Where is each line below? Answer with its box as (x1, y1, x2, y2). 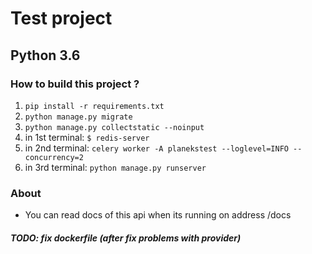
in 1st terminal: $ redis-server (24, 131, 150, 143)
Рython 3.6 (10, 47, 81, 64)
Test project (10, 7, 113, 30)
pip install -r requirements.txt (24, 101, 165, 111)
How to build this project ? (10, 77, 140, 91)
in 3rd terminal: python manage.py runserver (24, 161, 207, 173)
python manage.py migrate (24, 112, 133, 122)
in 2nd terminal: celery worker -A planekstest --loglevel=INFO (24, 142, 289, 154)
